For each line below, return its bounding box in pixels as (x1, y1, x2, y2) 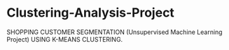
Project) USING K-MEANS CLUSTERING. (6, 35, 123, 43)
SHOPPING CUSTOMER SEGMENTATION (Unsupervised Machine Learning (6, 28, 223, 36)
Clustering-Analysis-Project (6, 5, 174, 21)
